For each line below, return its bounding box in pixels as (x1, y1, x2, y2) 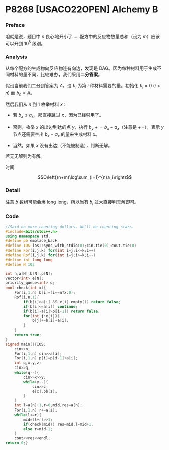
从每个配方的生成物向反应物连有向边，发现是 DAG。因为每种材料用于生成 (5, 65, 157, 71)
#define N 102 (5, 262, 35, 267)
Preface (5, 22, 25, 29)
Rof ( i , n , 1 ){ (14, 295, 39, 300)
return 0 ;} (5, 440, 28, 446)
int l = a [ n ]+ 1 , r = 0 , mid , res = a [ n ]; (14, 403, 82, 408)
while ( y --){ (23, 379, 49, 384)
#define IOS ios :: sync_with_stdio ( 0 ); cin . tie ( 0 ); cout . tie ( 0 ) (5, 243, 137, 249)
